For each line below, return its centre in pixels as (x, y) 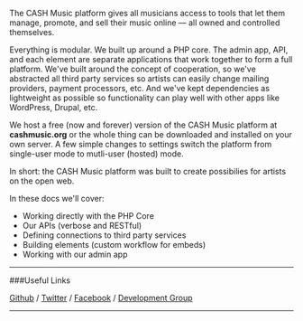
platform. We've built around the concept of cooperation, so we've (133, 69)
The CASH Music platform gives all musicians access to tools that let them (147, 13)
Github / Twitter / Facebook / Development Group (101, 298)
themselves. (32, 32)
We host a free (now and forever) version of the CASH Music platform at (143, 125)
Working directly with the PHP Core (88, 216)
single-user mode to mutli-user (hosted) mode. (96, 154)
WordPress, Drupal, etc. (54, 107)
